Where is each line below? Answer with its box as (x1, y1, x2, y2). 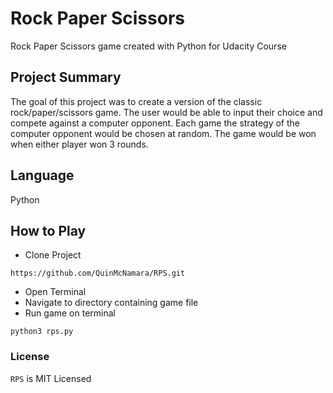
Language (10, 167, 75, 184)
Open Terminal (24, 286, 87, 298)
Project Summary (10, 69, 122, 86)
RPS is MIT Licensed (10, 372, 92, 384)
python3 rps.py (10, 327, 74, 337)
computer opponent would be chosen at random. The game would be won (10, 127, 317, 139)
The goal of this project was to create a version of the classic (10, 95, 263, 107)
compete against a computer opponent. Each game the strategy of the (10, 117, 301, 129)
